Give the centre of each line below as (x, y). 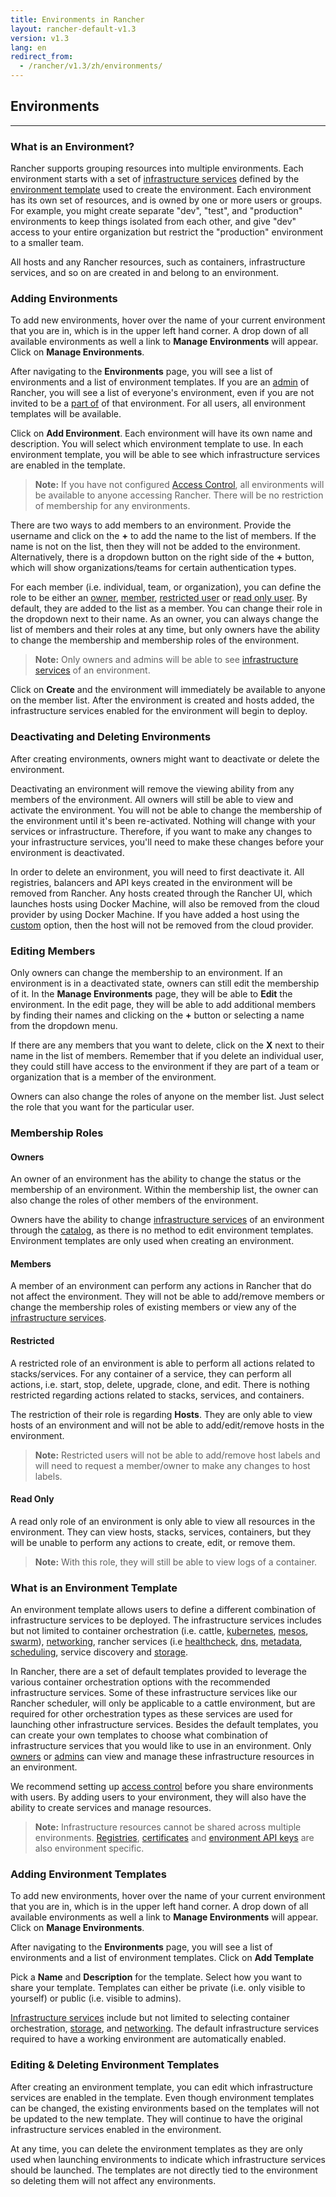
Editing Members (53, 951)
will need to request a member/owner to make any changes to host (172, 1465)
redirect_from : (42, 57)
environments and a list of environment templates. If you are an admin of (160, 382)
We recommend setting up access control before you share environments (162, 1787)
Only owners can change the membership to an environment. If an (146, 972)
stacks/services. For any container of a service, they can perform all (151, 1373)
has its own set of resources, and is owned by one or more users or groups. (166, 200)
